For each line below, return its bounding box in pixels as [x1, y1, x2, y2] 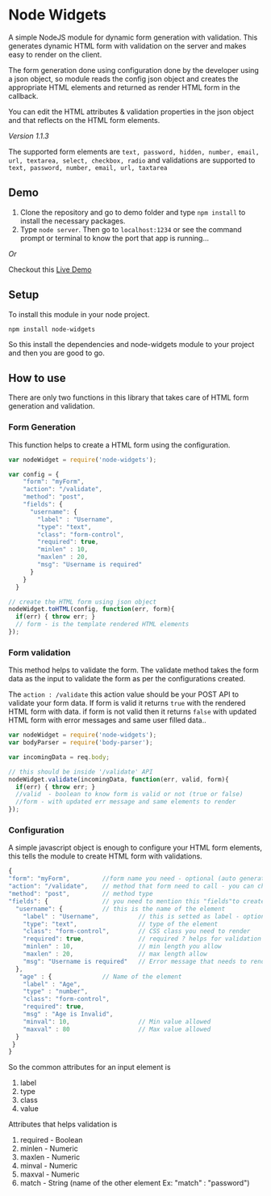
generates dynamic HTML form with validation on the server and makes [8, 40, 247, 50]
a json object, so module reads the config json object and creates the [8, 74, 239, 83]
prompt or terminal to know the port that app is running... [19, 233, 210, 243]
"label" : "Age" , [23, 980, 81, 988]
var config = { [8, 470, 60, 478]
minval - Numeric [19, 1161, 78, 1171]
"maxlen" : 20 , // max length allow [23, 950, 207, 958]
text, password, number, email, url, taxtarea [8, 163, 168, 172]
